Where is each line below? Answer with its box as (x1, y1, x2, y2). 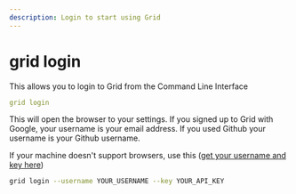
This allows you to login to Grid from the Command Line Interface (9, 81, 249, 92)
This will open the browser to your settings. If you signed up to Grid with (9, 114, 274, 125)
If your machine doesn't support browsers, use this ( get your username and (9, 150, 287, 161)
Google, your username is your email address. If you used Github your (9, 124, 267, 134)
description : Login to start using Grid (9, 12, 162, 22)
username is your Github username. (9, 133, 140, 143)
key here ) (9, 159, 44, 170)
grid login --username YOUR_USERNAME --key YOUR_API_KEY (9, 177, 225, 186)
